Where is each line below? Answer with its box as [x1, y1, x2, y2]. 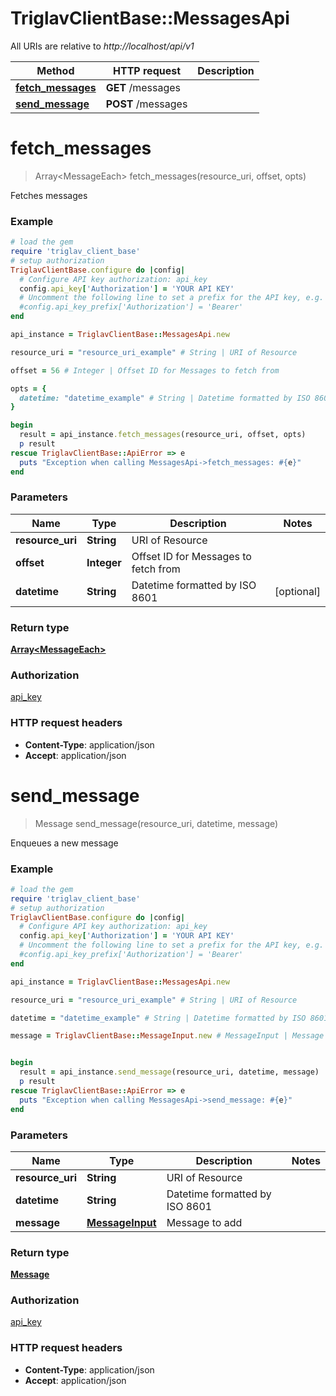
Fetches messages [10, 189, 88, 201]
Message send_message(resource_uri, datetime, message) [34, 817, 279, 829]
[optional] [274, 584, 321, 598]
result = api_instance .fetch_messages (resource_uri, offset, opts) [19, 430, 307, 440]
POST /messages [105, 97, 188, 111]
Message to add [166, 1215, 243, 1229]
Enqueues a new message [10, 837, 119, 849]
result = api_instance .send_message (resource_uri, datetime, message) [19, 1067, 320, 1077]
